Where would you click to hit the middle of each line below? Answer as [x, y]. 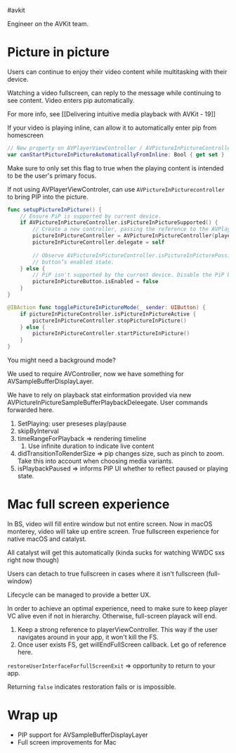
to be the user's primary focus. [52, 175]
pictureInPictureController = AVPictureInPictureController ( [124, 236]
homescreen [26, 135]
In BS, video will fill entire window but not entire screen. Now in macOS [110, 524]
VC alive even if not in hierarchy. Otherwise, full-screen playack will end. [112, 616]
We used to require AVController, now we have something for [96, 374]
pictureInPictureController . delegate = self [99, 242]
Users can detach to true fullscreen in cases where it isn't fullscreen [106, 574]
